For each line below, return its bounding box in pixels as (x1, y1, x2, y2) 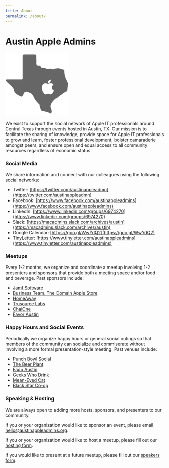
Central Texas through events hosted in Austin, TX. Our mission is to (5, 126, 147, 132)
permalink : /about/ (5, 13, 46, 19)
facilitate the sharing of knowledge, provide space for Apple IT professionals (5, 131, 164, 138)
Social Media (5, 160, 38, 167)
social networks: (5, 177, 39, 183)
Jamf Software (12, 285, 44, 291)
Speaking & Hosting (5, 395, 54, 403)
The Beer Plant (12, 361, 44, 367)
